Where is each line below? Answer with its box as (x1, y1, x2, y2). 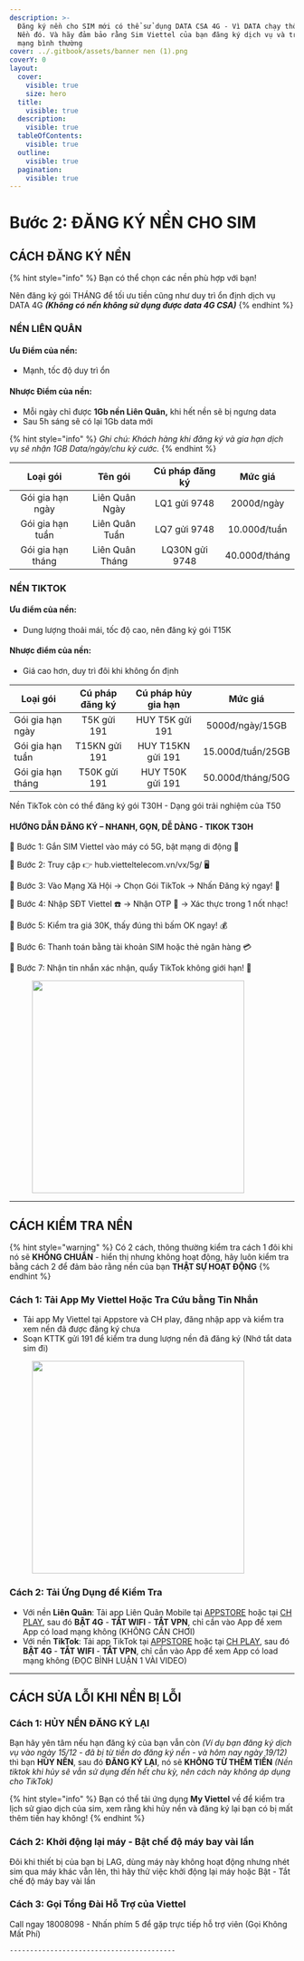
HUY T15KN (137, 739, 191, 752)
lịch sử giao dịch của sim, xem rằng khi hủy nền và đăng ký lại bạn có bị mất (9, 1803, 293, 1814)
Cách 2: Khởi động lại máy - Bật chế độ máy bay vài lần (9, 1836, 255, 1849)
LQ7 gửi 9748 (155, 522, 215, 535)
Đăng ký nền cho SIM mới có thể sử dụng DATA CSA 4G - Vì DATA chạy (17, 22, 281, 31)
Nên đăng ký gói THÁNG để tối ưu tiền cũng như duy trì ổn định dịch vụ (9, 290, 276, 301)
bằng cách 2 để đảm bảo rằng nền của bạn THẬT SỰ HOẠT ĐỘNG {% (9, 1261, 271, 1272)
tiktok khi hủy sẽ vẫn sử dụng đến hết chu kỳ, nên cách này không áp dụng (9, 1766, 291, 1778)
